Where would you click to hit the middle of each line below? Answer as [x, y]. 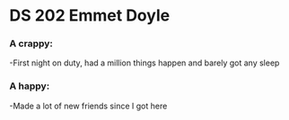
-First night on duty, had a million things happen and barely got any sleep [144, 63]
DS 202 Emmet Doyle [90, 16]
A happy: [30, 86]
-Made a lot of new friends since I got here [88, 106]
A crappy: [31, 44]
